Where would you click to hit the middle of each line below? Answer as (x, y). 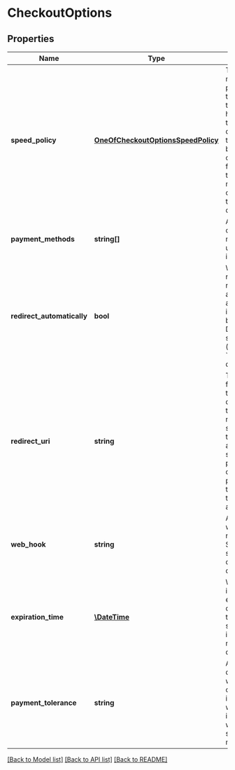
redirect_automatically (49, 316)
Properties (31, 39)
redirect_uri (30, 441)
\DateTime (112, 617)
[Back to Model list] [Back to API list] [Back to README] (87, 759)
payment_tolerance (44, 703)
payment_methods (43, 239)
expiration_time (37, 617)
